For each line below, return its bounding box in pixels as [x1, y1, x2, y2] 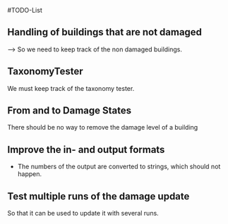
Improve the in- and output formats [7, 144, 165, 156]
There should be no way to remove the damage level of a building [7, 123, 198, 132]
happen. [17, 170, 42, 178]
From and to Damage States [7, 105, 132, 117]
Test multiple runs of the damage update [7, 190, 190, 202]
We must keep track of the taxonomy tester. [7, 84, 135, 92]
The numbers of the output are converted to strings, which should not [17, 162, 221, 171]
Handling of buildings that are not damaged [7, 26, 203, 38]
